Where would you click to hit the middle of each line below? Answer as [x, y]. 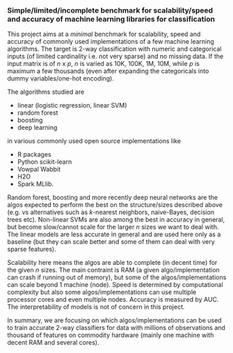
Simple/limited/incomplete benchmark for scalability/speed [110, 10]
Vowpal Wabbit [39, 170]
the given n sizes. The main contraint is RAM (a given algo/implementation [114, 270]
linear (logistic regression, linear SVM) [72, 106]
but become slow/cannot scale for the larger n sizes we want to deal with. [113, 227]
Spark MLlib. [35, 184]
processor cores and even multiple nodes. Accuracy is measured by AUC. [113, 299]
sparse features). [32, 249]
